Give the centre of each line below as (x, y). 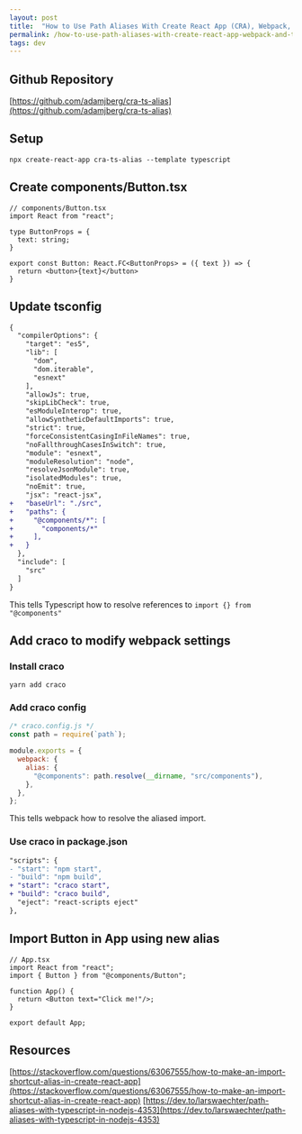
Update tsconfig (56, 307)
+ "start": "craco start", (60, 886)
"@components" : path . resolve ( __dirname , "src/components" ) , (148, 776)
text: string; (44, 240)
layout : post (34, 18)
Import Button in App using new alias (115, 939)
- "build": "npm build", (56, 877)
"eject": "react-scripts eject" (78, 902)
